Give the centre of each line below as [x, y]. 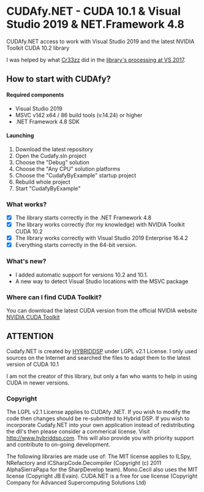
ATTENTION [30, 336]
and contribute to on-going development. [59, 444]
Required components [35, 95]
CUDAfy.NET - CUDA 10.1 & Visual [93, 11]
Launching [20, 136]
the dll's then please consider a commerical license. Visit [78, 431]
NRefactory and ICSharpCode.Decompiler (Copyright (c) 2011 [84, 463]
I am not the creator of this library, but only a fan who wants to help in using [102, 376]
